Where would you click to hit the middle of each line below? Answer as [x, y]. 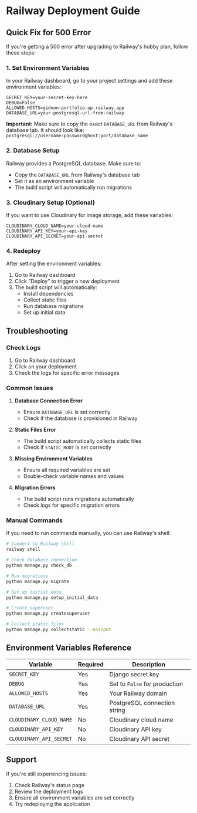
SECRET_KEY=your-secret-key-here [47, 98]
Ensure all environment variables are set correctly [74, 797]
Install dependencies [48, 294]
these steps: [21, 53]
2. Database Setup [33, 151]
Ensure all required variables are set [67, 470]
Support [21, 760]
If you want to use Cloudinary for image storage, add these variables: [90, 215]
